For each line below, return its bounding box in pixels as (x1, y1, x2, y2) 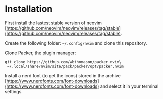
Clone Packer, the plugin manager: (5, 50, 76, 56)
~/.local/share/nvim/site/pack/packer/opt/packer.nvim (7, 64, 124, 69)
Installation (5, 3, 53, 15)
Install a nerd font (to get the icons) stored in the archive (5, 72, 121, 78)
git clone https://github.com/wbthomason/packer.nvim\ (5, 59, 122, 64)
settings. (5, 88, 23, 94)
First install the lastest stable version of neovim (5, 20, 102, 26)
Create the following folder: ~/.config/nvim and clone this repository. (5, 40, 147, 46)
